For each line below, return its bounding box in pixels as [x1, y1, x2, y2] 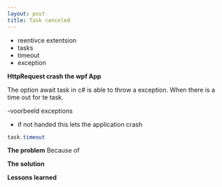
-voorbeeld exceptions [7, 106, 74, 115]
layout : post [7, 10, 46, 18]
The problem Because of [7, 146, 80, 155]
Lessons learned [7, 173, 57, 182]
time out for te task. [7, 92, 64, 102]
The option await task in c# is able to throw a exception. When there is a [7, 85, 216, 94]
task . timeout [7, 134, 46, 141]
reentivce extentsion [17, 36, 77, 44]
